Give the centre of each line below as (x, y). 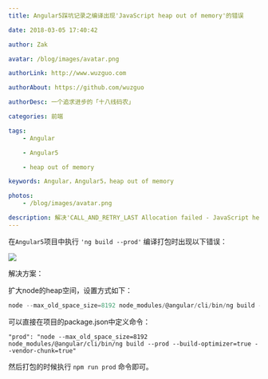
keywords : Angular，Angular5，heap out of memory (91, 182)
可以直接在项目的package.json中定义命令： (79, 322)
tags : (17, 131)
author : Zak (28, 45)
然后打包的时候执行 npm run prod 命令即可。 (81, 366)
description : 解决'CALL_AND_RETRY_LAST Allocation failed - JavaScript (128, 218)
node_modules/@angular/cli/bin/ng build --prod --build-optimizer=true (130, 344)
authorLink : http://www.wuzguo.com (67, 73)
